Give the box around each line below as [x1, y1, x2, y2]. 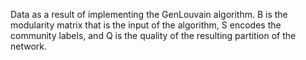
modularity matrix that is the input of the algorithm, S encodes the [10, 19, 282, 31]
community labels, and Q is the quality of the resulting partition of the [10, 30, 297, 41]
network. [10, 40, 48, 52]
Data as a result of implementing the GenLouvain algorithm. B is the [10, 9, 288, 20]
